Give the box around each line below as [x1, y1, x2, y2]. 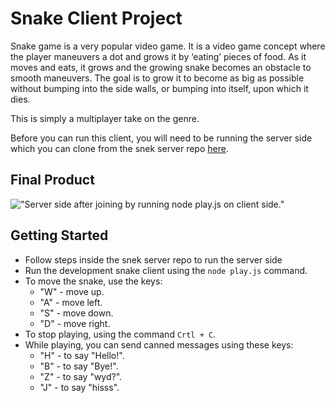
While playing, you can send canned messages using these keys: [24, 338, 294, 351]
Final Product [10, 172, 95, 189]
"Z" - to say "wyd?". [39, 370, 123, 382]
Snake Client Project [10, 7, 183, 30]
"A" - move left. [39, 296, 103, 308]
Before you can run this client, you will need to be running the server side [10, 132, 313, 144]
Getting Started [10, 227, 109, 244]
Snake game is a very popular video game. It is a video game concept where [10, 40, 326, 52]
